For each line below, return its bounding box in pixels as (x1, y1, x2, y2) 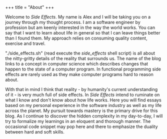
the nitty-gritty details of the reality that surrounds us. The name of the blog (5, 55, 161, 61)
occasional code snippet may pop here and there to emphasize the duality (5, 123, 158, 129)
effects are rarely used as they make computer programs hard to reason (5, 71, 154, 77)
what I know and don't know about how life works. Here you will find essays (5, 97, 161, 103)
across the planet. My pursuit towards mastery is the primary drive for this (5, 107, 158, 113)
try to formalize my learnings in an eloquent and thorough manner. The (5, 118, 151, 124)
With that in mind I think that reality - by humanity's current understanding (5, 86, 158, 92)
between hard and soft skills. (5, 129, 65, 134)
